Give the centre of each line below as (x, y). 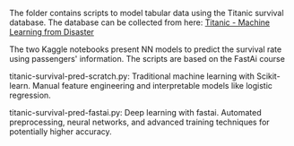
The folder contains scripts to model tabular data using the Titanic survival (147, 13)
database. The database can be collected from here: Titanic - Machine (140, 22)
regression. (30, 95)
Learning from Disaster (52, 32)
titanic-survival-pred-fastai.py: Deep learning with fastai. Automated (135, 112)
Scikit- (268, 76)
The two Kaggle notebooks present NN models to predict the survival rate (146, 49)
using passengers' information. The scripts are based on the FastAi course (147, 59)
